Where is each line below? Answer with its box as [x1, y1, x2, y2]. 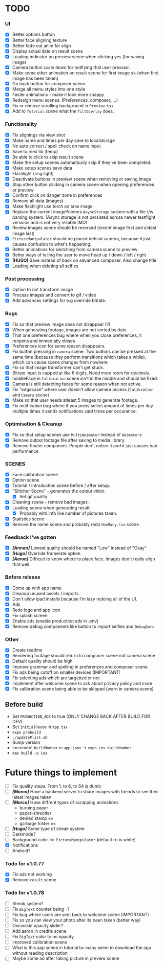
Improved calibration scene [12, 939, 67, 945]
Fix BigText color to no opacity [12, 934, 74, 940]
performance [12, 448, 39, 454]
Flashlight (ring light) [12, 171, 54, 177]
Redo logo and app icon [12, 607, 60, 613]
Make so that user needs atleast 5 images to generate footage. [12, 397, 139, 403]
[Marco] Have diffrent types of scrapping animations [12, 799, 119, 805]
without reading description [12, 950, 68, 956]
